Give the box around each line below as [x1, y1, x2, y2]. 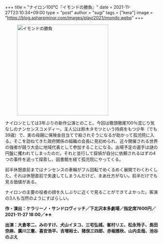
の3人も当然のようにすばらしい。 [5, 195, 72, 201]
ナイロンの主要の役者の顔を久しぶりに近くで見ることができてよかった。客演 [5, 189, 158, 195]
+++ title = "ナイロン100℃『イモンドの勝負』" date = [5, 4, 113, 10]
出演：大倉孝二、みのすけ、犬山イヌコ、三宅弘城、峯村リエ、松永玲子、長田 [5, 222, 158, 228]
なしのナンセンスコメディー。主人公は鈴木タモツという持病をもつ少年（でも [5, 126, 158, 132]
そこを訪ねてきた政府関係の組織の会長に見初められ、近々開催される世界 [13, 138, 158, 144]
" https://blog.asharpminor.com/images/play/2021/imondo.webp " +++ [5, 15, 144, 20]
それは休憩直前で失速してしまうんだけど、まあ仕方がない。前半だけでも [13, 173, 158, 179]
